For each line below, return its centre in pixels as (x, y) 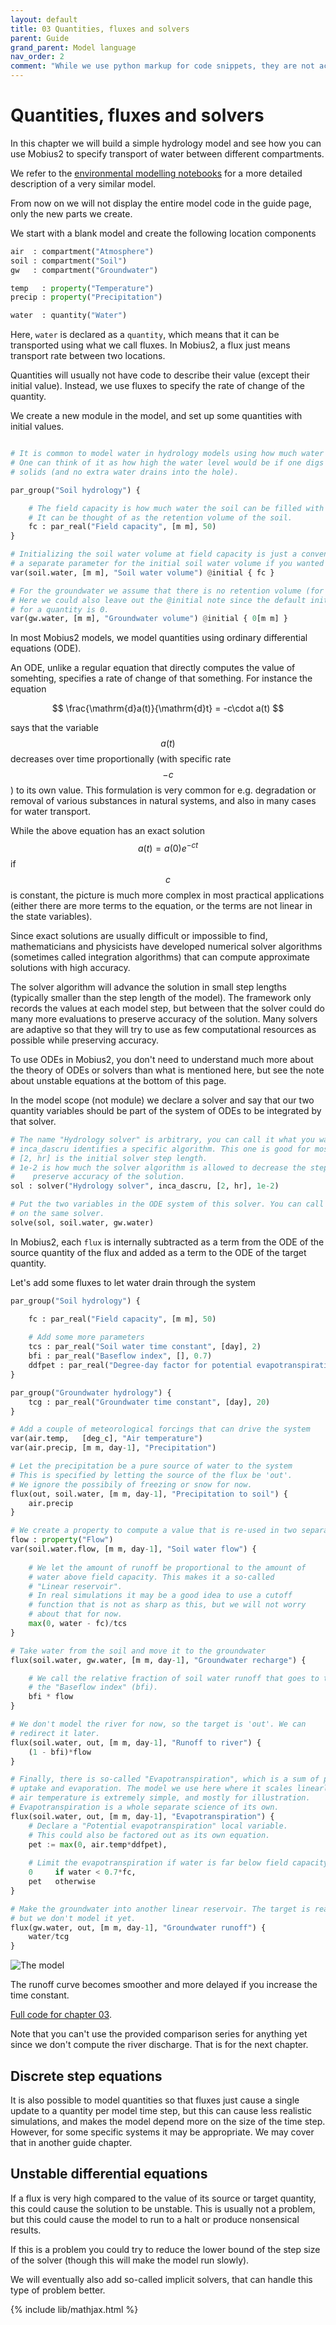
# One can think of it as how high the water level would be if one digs (167, 463)
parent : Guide (40, 38)
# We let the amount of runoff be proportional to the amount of (167, 1567)
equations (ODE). (46, 648)
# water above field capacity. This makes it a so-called (151, 1577)
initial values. (37, 427)
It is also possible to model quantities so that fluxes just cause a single (155, 2100)
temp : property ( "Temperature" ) (82, 288)
